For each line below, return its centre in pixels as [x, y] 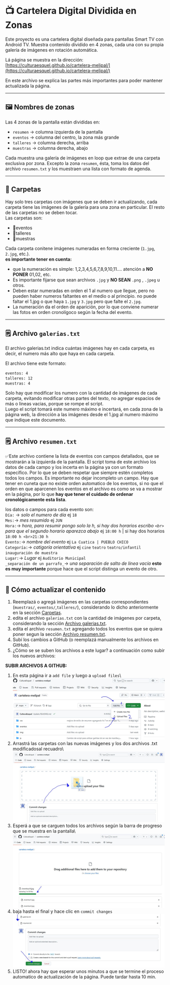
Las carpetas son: [24, 218]
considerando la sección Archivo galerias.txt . [60, 623]
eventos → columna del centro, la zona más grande [66, 137]
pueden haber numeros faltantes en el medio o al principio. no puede [84, 296]
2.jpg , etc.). [18, 253]
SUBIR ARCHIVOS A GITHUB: [36, 665]
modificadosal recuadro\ [38, 749]
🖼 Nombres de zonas [40, 107]
